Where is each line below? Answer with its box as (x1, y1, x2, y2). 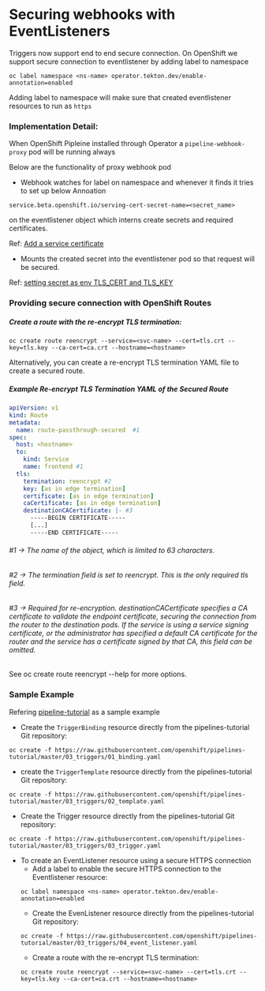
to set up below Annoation (20, 186, 106, 196)
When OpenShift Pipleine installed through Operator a (9, 139, 184, 148)
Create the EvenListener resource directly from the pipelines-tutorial (32, 908, 255, 918)
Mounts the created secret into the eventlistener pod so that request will (20, 254, 256, 264)
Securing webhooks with (9, 6, 176, 24)
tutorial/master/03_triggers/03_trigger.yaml (9, 842, 161, 850)
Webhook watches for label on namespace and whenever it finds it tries (20, 178, 254, 187)
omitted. (9, 645, 36, 654)
